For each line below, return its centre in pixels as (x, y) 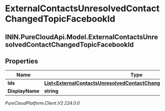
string (51, 91)
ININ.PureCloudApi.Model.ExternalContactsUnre (82, 37)
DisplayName (24, 91)
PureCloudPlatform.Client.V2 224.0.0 (42, 103)
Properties (22, 61)
